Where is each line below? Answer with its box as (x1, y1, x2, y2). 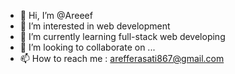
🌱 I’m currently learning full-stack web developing (19, 31, 226, 42)
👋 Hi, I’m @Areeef (19, 10, 93, 21)
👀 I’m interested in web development (19, 20, 171, 32)
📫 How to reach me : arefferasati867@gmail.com (19, 53, 225, 64)
